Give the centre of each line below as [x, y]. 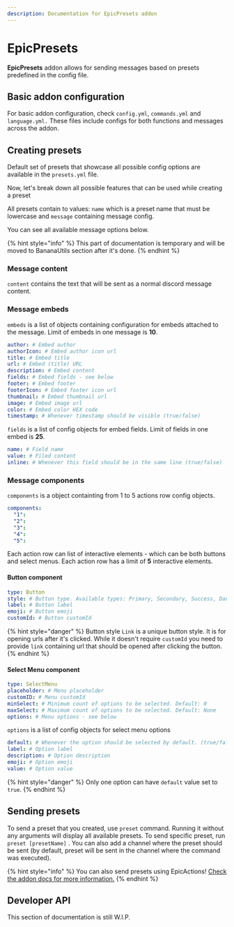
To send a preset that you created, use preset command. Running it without [116, 828]
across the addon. [33, 128]
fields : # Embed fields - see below [60, 377]
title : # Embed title [39, 358]
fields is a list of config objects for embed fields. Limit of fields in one [108, 429]
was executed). [29, 857]
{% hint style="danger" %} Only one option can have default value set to [112, 782]
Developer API [39, 901]
